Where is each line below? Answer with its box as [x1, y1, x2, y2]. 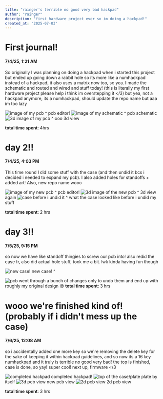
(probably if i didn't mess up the [5, 311, 137, 322]
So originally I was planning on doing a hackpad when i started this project [5, 69, 155, 75]
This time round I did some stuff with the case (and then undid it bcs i [5, 170, 145, 175]
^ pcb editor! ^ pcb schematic [44, 110, 157, 116]
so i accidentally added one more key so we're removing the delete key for [5, 349, 155, 354]
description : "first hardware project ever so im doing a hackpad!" [5, 16, 147, 21]
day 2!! [5, 142, 34, 153]
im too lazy [5, 100, 27, 106]
